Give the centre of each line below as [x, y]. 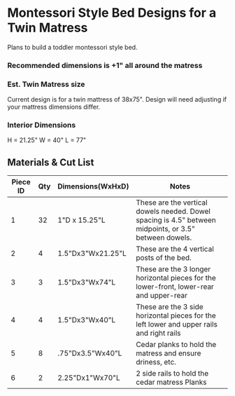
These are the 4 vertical [175, 249]
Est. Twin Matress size [46, 84]
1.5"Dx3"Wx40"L [86, 320]
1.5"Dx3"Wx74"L [86, 282]
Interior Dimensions [42, 125]
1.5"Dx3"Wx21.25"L [92, 254]
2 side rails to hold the [172, 374]
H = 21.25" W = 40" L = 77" [47, 140]
